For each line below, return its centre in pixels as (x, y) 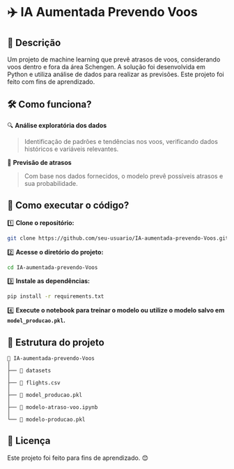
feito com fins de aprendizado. (51, 82)
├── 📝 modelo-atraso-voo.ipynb (53, 407)
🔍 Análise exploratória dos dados (57, 125)
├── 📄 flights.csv (34, 383)
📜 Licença (29, 441)
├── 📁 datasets (29, 371)
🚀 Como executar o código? (68, 205)
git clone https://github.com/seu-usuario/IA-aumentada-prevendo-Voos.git (118, 238)
